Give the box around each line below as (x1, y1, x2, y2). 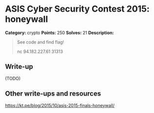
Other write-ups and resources (5, 90, 101, 98)
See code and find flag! (17, 39, 64, 45)
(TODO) (5, 75, 21, 81)
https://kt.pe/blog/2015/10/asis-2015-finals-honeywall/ (5, 102, 115, 108)
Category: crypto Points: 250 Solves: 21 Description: (5, 30, 114, 35)
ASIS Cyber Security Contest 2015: (5, 3, 150, 15)
